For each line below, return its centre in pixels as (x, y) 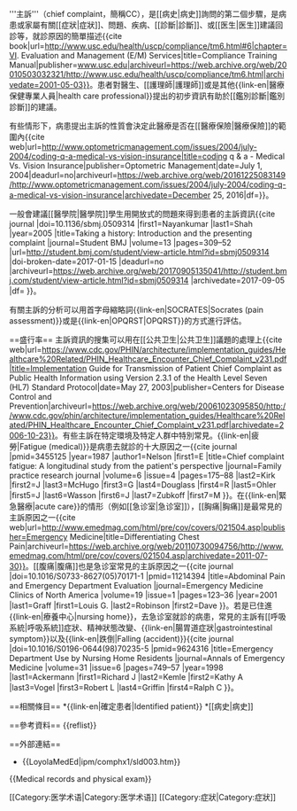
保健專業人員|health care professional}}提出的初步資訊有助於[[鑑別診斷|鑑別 (147, 96)
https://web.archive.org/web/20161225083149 (201, 175)
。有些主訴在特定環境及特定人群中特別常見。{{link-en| (153, 435)
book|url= (27, 46)
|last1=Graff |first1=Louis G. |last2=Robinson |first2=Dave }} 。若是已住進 (141, 605)
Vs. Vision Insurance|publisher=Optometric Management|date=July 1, (136, 166)
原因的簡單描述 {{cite (84, 36)
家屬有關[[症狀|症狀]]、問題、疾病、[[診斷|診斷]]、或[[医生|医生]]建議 (150, 25)
